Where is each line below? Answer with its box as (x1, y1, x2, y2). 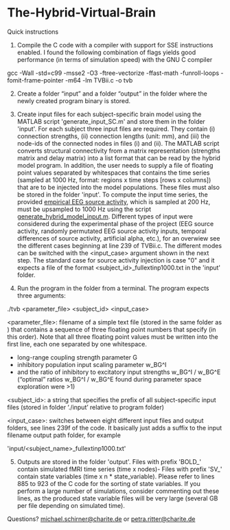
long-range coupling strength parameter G (16, 353, 137, 362)
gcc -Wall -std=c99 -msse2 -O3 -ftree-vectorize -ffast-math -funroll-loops (7, 69, 220, 77)
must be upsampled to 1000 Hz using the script (16, 205, 152, 213)
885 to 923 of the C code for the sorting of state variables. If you (16, 479, 200, 487)
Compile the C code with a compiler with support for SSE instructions (16, 41, 214, 49)
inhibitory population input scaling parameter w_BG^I (16, 360, 167, 368)
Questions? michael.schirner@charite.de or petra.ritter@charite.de (7, 514, 196, 523)
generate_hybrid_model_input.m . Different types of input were (16, 212, 194, 221)
